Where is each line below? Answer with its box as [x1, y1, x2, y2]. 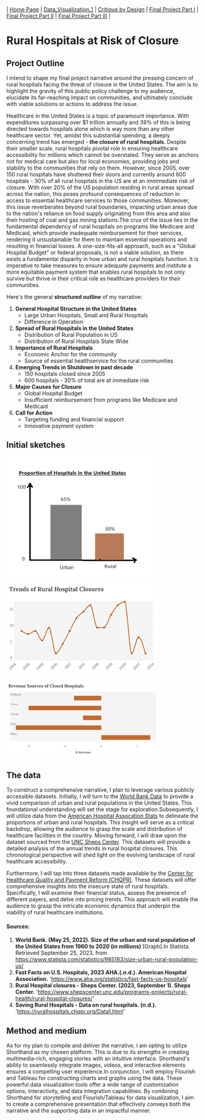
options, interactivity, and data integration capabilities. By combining [6, 1088, 179, 1095]
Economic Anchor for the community [24, 351, 117, 358]
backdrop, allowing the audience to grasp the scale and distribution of [6, 825, 183, 833]
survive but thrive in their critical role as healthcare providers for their [6, 275, 181, 282]
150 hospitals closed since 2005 [24, 370, 106, 377]
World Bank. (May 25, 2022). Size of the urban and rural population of [15, 936, 196, 944]
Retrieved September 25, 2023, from [15, 949, 108, 957]
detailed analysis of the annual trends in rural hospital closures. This [6, 845, 178, 852]
